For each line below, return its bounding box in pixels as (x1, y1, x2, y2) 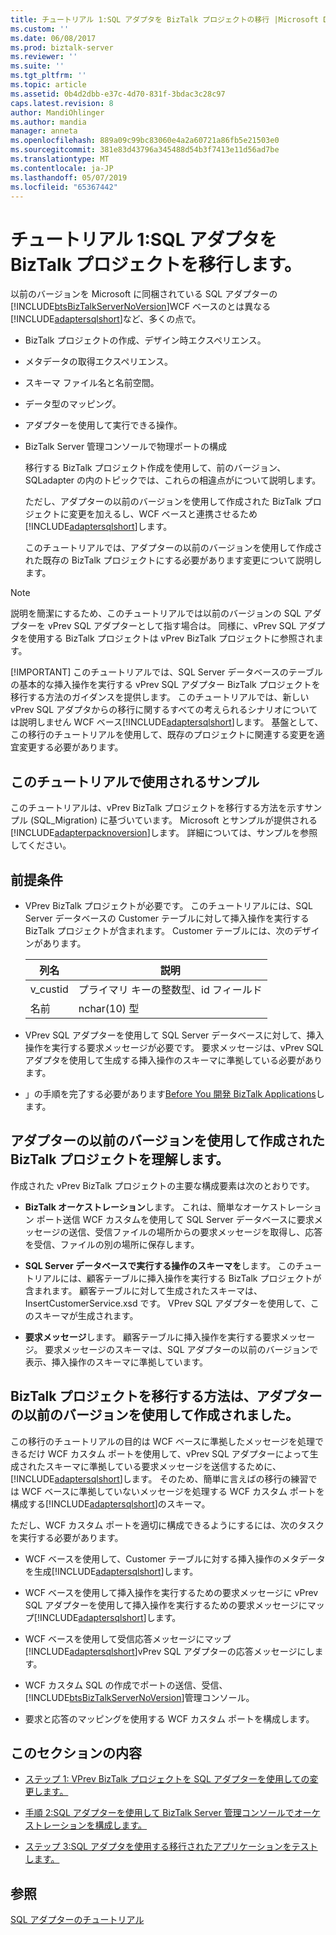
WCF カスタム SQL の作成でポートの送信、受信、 (24, 1679, 228, 1691)
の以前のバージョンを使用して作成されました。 (10, 1407, 299, 1424)
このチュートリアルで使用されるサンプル (10, 773, 260, 790)
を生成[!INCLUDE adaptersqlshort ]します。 (24, 1565, 199, 1577)
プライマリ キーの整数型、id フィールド (78, 982, 263, 996)
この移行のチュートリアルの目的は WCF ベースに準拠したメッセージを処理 (10, 1435, 316, 1447)
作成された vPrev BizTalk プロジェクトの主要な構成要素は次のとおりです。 (10, 1179, 315, 1191)
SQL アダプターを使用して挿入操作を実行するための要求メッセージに (24, 1599, 308, 1611)
